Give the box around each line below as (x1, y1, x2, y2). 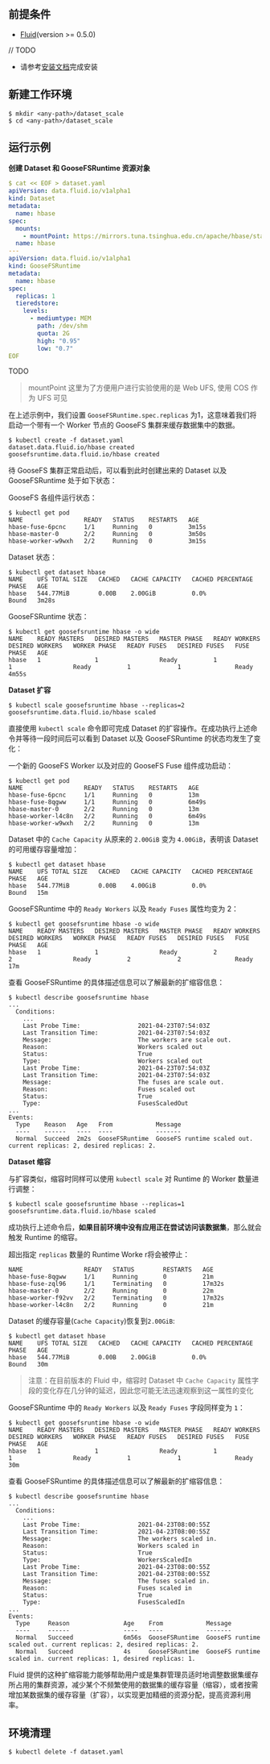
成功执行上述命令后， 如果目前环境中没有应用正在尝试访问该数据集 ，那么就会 (8, 1222, 262, 1232)
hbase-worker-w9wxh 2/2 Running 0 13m (8, 819, 199, 828)
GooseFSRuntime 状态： (8, 612, 89, 622)
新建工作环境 (8, 88, 72, 102)
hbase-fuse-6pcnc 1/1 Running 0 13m (8, 791, 199, 800)
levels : (22, 307, 48, 315)
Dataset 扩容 (8, 685, 51, 695)
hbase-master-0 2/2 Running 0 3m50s (8, 530, 207, 539)
